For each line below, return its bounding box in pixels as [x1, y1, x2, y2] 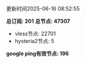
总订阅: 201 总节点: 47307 [6, 18, 70, 25]
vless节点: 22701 [14, 30, 56, 37]
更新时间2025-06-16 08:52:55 [6, 5, 80, 12]
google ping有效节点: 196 [6, 50, 69, 57]
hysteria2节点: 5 [14, 38, 55, 44]
